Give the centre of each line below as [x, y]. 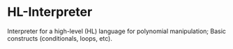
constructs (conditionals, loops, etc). [60, 38]
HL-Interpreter [50, 12]
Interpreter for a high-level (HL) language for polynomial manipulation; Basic [117, 31]
